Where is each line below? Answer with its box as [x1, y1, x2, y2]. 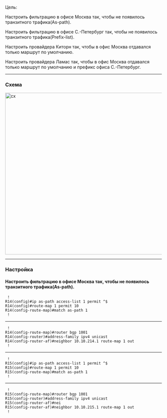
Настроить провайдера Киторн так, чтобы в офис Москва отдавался [5, 44, 151, 49]
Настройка [5, 266, 33, 273]
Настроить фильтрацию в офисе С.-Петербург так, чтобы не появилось [5, 29, 158, 34]
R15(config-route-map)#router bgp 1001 [5, 392, 88, 397]
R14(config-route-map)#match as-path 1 [5, 308, 88, 313]
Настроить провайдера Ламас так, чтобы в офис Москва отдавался [5, 59, 150, 64]
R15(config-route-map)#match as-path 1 [5, 370, 88, 375]
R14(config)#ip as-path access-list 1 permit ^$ [5, 299, 108, 304]
